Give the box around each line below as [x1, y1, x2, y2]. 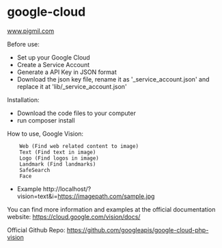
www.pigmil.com [7, 27, 55, 35]
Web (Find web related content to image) [19, 142, 139, 149]
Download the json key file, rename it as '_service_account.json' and [16, 75, 210, 83]
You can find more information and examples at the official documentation [7, 205, 216, 213]
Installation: [7, 95, 40, 103]
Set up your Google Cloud [16, 53, 90, 62]
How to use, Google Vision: [7, 129, 84, 138]
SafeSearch [19, 166, 51, 173]
